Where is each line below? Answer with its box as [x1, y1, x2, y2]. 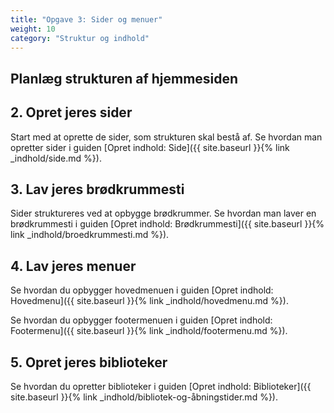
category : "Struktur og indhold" [10, 33, 150, 43]
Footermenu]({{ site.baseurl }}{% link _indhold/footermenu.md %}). [10, 325, 288, 337]
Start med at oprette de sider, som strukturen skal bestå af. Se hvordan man [10, 131, 323, 143]
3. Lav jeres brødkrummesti [10, 181, 185, 198]
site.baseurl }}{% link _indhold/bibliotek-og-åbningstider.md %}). [10, 391, 278, 403]
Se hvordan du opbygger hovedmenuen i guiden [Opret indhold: [10, 284, 274, 296]
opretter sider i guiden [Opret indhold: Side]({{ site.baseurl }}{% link [10, 141, 290, 153]
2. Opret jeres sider [10, 104, 133, 121]
